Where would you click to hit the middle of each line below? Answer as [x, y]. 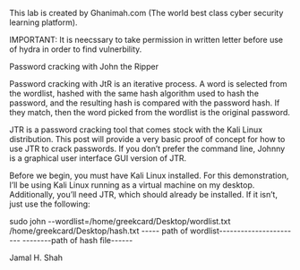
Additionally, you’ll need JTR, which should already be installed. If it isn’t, [143, 194]
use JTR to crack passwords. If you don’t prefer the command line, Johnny [147, 148]
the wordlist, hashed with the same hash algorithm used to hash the [134, 93]
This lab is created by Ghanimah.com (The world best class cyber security [146, 13]
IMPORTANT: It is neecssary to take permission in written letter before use [146, 40]
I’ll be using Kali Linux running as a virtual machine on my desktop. [132, 185]
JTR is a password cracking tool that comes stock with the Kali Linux [136, 130]
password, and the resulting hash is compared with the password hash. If [145, 103]
